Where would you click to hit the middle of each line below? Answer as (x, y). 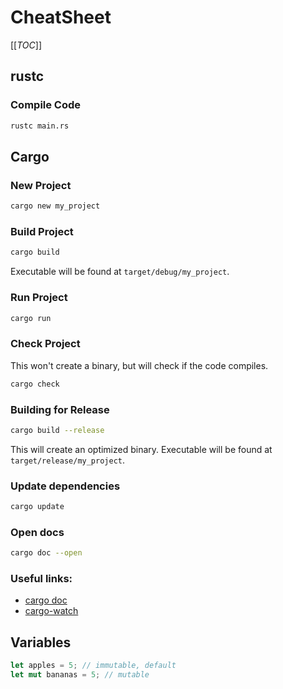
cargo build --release (57, 430)
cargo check (35, 384)
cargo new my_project (55, 206)
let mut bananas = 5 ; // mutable (80, 675)
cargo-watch (51, 611)
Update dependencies (65, 486)
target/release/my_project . (68, 460)
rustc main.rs (40, 126)
